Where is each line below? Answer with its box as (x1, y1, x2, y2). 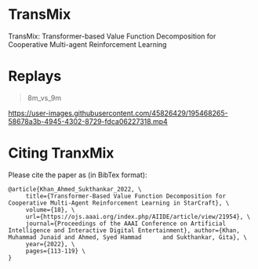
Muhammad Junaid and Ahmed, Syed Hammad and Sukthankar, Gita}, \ (8, 233, 247, 241)
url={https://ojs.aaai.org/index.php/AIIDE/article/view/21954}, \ (25, 213, 251, 220)
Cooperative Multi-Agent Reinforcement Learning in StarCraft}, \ (8, 198, 230, 207)
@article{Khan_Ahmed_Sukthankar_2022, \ (8, 185, 143, 193)
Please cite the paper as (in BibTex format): (8, 170, 147, 180)
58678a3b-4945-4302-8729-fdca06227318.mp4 (8, 116, 169, 126)
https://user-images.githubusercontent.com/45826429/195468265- (8, 108, 229, 118)
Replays (8, 67, 62, 85)
